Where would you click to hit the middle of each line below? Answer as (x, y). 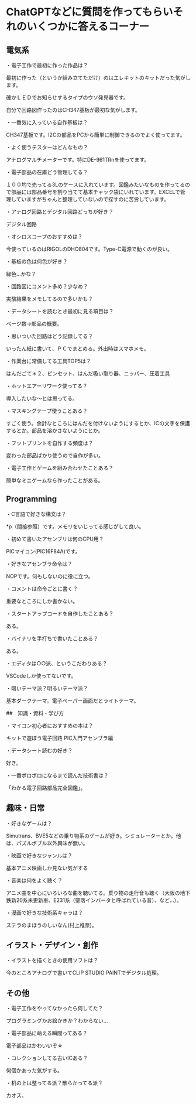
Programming (32, 499)
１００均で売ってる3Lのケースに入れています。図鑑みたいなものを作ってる (96, 184)
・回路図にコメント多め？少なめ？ (47, 286)
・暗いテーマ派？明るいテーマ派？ (47, 688)
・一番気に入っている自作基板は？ (47, 122)
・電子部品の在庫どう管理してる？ (47, 172)
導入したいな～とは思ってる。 (42, 398)
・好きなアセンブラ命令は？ (39, 563)
